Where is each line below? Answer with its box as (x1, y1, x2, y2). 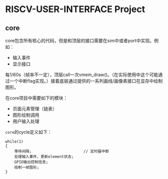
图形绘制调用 (12, 112, 39, 118)
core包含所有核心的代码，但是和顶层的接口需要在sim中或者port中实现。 (5, 38, 154, 43)
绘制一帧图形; (14, 165, 39, 170)
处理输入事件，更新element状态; (14, 154, 74, 159)
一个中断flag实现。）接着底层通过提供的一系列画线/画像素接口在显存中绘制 (9, 78, 163, 84)
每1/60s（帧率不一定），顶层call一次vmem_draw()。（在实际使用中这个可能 (5, 72, 158, 78)
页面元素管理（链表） (12, 106, 57, 111)
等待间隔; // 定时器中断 (14, 149, 109, 154)
